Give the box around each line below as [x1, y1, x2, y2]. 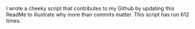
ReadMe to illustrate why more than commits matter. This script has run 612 [6, 11, 190, 18]
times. [6, 17, 21, 24]
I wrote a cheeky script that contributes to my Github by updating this [6, 5, 175, 12]
